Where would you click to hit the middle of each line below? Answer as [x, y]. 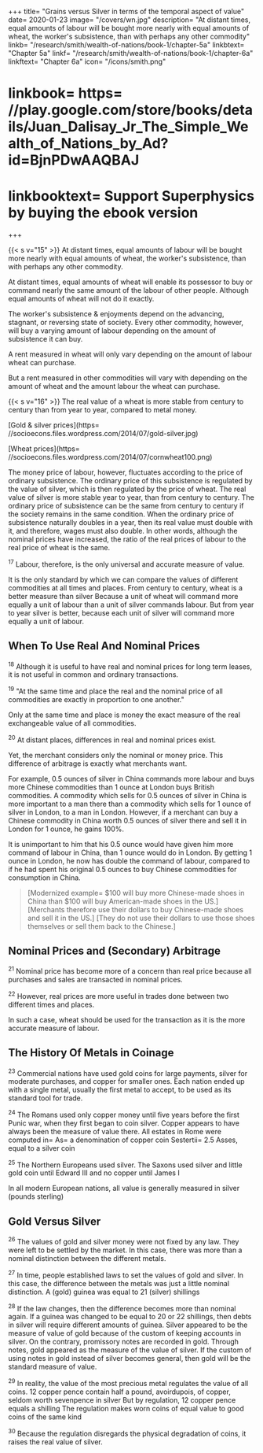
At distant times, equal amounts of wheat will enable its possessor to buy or [130, 282]
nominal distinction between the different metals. [87, 1258]
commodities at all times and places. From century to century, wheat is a [126, 588]
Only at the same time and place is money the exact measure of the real [124, 715]
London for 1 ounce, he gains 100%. [66, 829]
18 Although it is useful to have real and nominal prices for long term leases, [130, 666]
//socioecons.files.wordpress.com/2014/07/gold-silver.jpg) [103, 434]
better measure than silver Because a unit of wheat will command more [123, 596]
